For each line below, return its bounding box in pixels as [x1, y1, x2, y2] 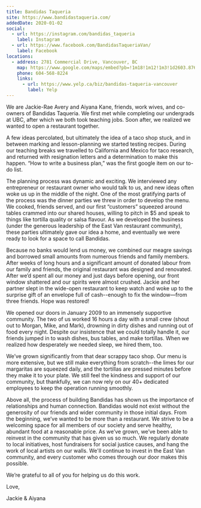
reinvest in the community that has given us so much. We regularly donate [6, 434, 190, 441]
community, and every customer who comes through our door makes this [6, 453, 187, 461]
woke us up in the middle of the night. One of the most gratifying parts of [6, 190, 187, 197]
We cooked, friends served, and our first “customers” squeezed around [6, 203, 182, 210]
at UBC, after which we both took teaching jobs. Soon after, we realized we [6, 116, 191, 123]
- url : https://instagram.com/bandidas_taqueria [11, 31, 135, 37]
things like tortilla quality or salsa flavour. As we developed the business [6, 215, 184, 223]
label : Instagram [17, 37, 60, 43]
